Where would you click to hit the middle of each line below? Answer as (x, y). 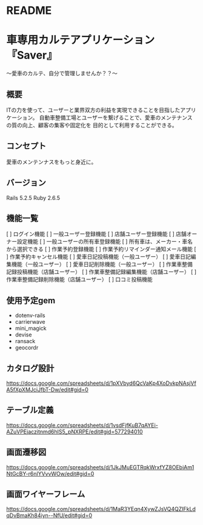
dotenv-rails (30, 315)
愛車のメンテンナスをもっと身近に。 (52, 162)
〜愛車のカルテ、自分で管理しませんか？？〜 (62, 73)
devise (23, 335)
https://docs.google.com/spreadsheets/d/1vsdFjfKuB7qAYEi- (82, 425)
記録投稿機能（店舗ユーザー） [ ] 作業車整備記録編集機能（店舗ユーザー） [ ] (101, 272)
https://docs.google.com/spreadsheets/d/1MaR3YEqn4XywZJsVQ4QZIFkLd (101, 509)
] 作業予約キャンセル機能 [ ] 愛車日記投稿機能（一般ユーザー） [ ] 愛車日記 (98, 257)
